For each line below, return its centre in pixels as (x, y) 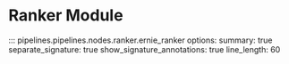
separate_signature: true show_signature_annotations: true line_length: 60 (144, 49)
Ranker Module (66, 16)
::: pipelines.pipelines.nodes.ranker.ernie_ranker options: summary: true (141, 40)
